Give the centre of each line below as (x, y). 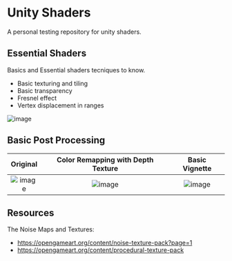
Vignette (197, 168)
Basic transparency (45, 90)
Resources (31, 212)
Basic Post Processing (56, 140)
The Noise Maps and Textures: (51, 229)
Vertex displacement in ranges (60, 105)
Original (24, 164)
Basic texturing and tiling (52, 83)
